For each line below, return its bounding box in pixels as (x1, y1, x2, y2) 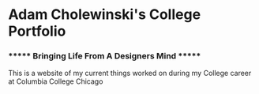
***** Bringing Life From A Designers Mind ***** (8, 51, 201, 62)
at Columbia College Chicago (8, 77, 103, 86)
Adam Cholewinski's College (8, 6, 201, 24)
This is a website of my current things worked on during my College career (8, 69, 252, 78)
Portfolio (8, 22, 66, 40)
